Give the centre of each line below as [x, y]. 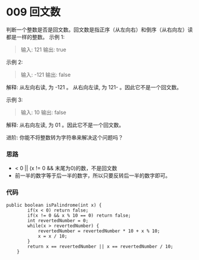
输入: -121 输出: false [46, 74]
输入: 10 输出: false [43, 112]
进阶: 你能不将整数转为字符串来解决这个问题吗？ [65, 137]
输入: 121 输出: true [43, 49]
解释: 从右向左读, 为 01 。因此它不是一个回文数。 [65, 125]
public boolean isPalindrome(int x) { [54, 205]
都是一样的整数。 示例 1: [36, 37]
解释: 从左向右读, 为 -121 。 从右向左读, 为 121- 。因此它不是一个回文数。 [94, 87]
